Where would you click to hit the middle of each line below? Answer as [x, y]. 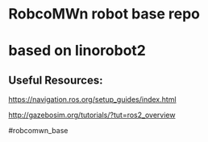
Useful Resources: [56, 80]
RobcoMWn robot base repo [104, 14]
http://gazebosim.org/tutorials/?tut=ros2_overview [92, 115]
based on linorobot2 [77, 51]
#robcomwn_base [38, 131]
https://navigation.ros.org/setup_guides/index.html [92, 99]
